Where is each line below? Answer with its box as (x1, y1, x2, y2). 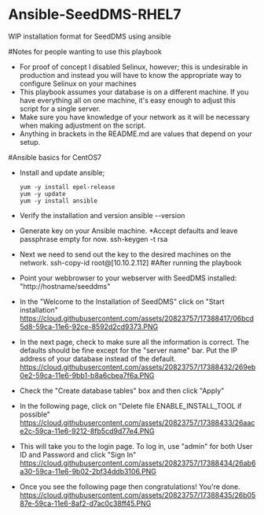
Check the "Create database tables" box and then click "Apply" (19, 386, 225, 395)
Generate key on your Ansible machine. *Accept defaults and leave (19, 226, 238, 235)
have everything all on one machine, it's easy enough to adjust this (19, 95, 236, 105)
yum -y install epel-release (19, 183, 115, 191)
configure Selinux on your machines (19, 79, 137, 88)
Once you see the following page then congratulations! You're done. (19, 482, 241, 491)
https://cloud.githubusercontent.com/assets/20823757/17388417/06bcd (19, 313, 254, 323)
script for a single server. (19, 104, 101, 113)
